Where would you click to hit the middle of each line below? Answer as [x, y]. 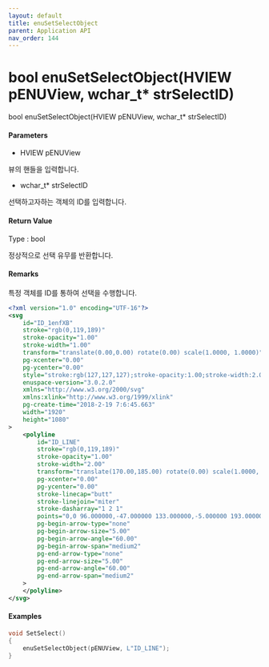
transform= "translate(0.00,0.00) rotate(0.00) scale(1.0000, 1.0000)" [143, 353]
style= [34, 375]
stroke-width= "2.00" [71, 464]
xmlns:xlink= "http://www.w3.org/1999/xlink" [98, 397]
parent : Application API [50, 30]
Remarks [24, 274]
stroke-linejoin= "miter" [78, 501]
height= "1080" [46, 420]
